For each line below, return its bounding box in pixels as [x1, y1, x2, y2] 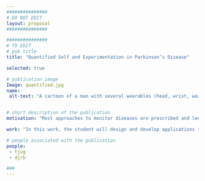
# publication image [6, 76, 59, 83]
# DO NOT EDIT [6, 15, 43, 21]
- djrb [9, 154, 26, 161]
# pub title [6, 48, 37, 55]
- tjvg [9, 149, 26, 155]
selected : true [6, 65, 45, 71]
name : [6, 87, 20, 94]
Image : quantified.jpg [6, 82, 64, 88]
